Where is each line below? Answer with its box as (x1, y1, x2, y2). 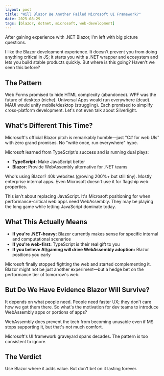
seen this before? (5, 65, 40, 70)
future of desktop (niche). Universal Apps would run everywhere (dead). (5, 97, 151, 103)
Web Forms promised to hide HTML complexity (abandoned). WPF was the (5, 92, 157, 98)
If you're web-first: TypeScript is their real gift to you (12, 241, 120, 247)
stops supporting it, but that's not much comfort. (5, 324, 103, 329)
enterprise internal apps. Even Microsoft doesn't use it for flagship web (5, 178, 148, 184)
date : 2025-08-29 (5, 16, 41, 21)
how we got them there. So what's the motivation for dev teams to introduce (5, 304, 159, 310)
